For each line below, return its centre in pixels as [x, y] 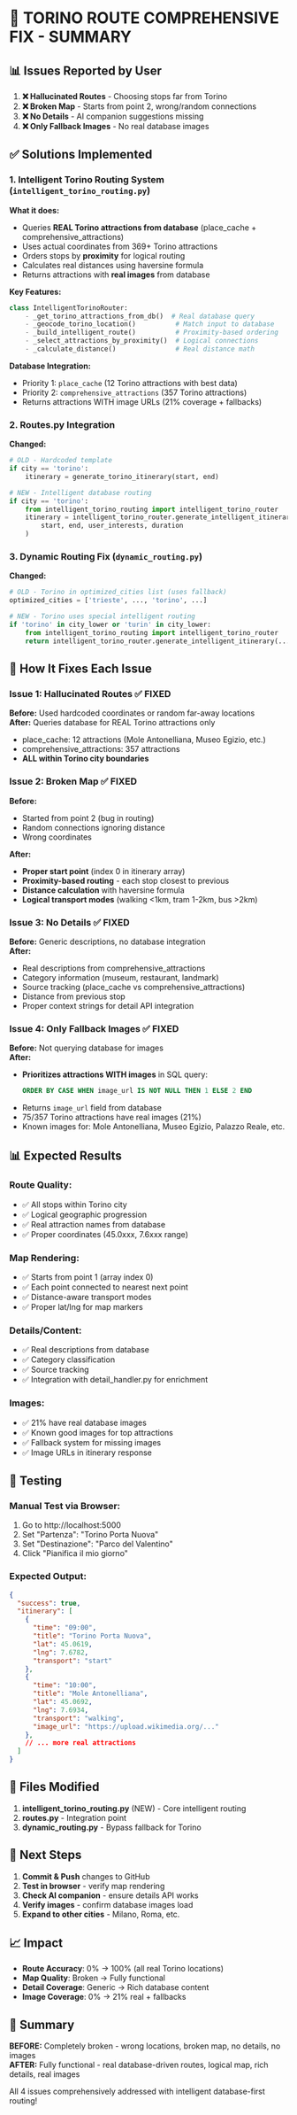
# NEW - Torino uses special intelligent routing [103, 616]
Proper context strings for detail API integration [108, 1005]
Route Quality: [41, 1185]
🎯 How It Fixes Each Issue [81, 669]
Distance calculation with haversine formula [103, 890]
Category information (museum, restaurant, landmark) [120, 977]
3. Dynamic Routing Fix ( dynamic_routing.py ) [106, 557]
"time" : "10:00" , [65, 1685]
